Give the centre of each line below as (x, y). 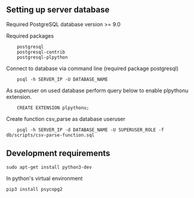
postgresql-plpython (42, 57)
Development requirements (58, 153)
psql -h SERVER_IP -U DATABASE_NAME (63, 79)
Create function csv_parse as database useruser (66, 118)
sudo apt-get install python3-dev (49, 167)
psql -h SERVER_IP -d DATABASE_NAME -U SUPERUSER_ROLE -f (90, 130)
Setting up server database (58, 10)
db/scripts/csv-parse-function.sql (50, 135)
